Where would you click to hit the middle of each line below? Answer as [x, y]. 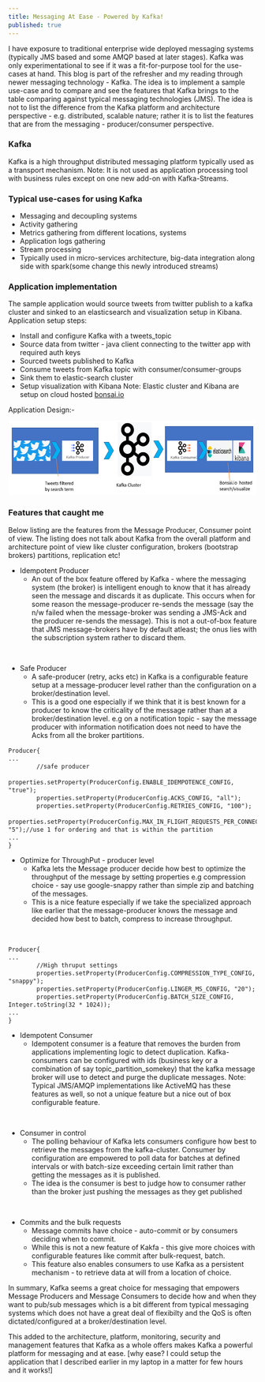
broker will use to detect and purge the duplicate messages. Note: [138, 1077]
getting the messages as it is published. [96, 1174]
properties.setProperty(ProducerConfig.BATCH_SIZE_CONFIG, [136, 997]
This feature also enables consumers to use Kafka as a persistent [138, 1264]
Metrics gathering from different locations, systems [103, 233]
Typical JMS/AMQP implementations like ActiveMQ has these [131, 1085]
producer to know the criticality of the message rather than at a [134, 710]
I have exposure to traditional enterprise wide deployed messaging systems [131, 48]
